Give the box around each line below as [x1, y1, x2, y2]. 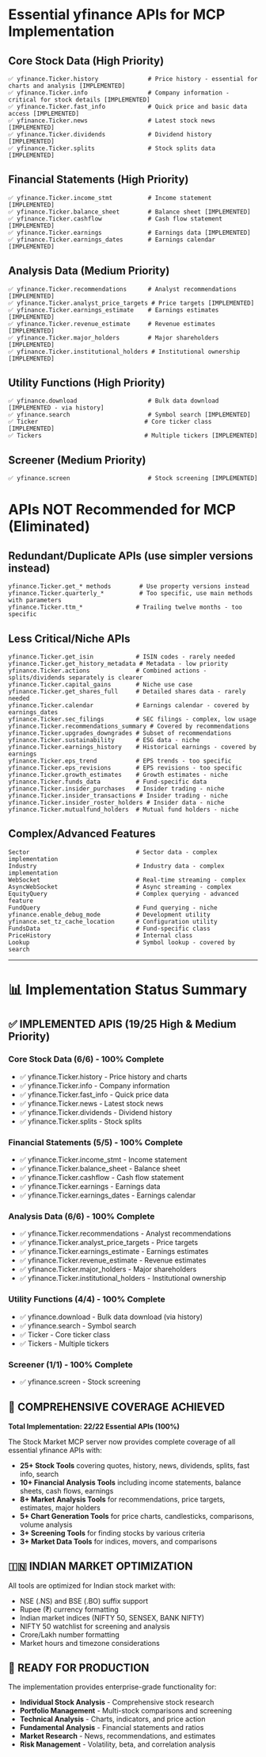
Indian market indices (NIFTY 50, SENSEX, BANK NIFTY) [19, 1613, 204, 1622]
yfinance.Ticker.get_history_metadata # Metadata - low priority [8, 660, 228, 668]
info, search [19, 1469, 59, 1478]
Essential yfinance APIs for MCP [8, 6, 226, 24]
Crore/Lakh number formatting [19, 1629, 120, 1640]
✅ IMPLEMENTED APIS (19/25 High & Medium [8, 1017, 237, 1031]
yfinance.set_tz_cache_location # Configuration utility [8, 917, 218, 925]
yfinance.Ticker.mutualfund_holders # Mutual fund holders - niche [8, 805, 239, 814]
